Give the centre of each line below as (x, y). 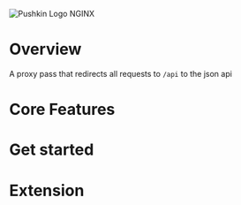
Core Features (62, 110)
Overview (45, 49)
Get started (52, 150)
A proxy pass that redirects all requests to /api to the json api (120, 73)
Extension (47, 190)
